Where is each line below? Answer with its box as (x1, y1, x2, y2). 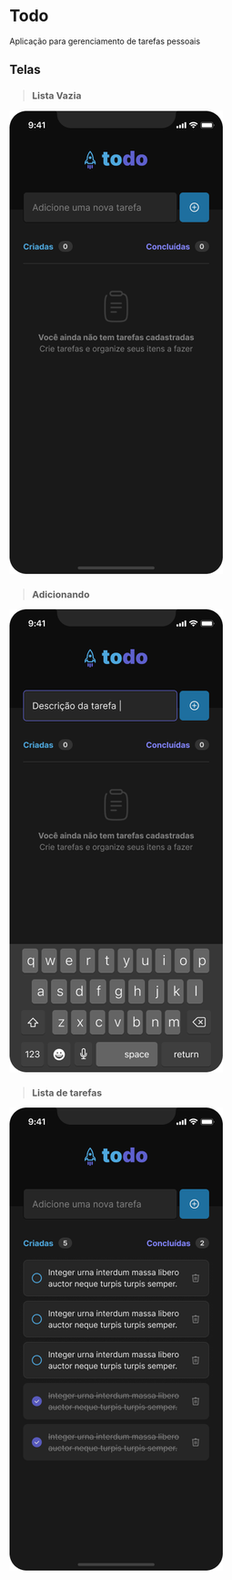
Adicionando (31, 587, 90, 600)
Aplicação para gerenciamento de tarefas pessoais (9, 36, 201, 47)
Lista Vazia (31, 89, 82, 102)
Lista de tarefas (31, 1086, 103, 1099)
